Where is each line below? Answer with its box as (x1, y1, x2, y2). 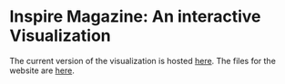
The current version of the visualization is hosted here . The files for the (9, 55, 276, 66)
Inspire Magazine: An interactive (9, 6, 261, 27)
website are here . (9, 65, 75, 76)
